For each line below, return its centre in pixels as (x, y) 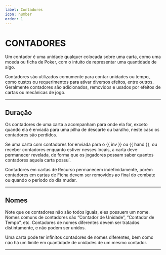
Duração (19, 112)
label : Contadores (24, 10)
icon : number (19, 14)
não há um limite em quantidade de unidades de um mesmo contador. (76, 242)
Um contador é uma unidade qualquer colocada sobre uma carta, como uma (83, 57)
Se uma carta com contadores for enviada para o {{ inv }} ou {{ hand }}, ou (81, 144)
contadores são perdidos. (31, 135)
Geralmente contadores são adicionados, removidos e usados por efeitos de (83, 87)
